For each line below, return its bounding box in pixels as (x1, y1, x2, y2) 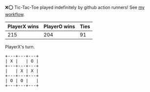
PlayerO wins (43, 23, 75, 30)
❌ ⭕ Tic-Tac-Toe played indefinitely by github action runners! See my (5, 4, 145, 10)
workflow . (5, 12, 25, 17)
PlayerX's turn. (5, 44, 35, 49)
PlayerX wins (7, 23, 39, 30)
